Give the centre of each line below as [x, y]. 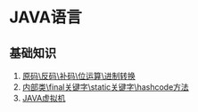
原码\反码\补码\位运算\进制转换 [78, 76]
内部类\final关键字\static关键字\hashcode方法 [105, 87]
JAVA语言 [46, 17]
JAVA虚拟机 [44, 98]
